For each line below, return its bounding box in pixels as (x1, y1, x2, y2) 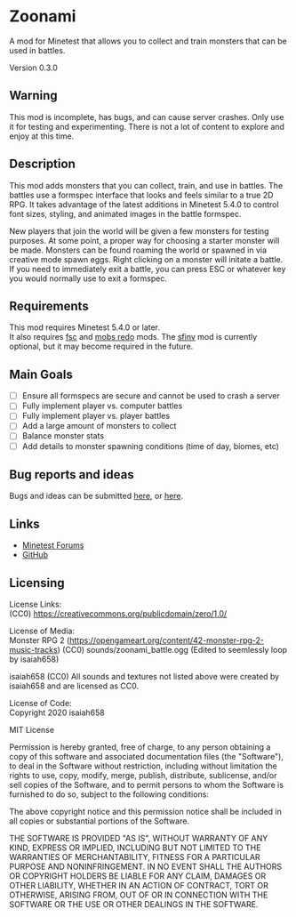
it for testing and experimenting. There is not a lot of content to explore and (9, 121, 284, 132)
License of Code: (9, 698, 73, 708)
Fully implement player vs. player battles (21, 411, 171, 422)
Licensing (9, 575, 65, 591)
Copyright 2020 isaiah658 (9, 707, 105, 718)
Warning (9, 88, 58, 103)
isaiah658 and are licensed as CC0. (9, 680, 140, 691)
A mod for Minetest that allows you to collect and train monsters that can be (9, 36, 287, 46)
